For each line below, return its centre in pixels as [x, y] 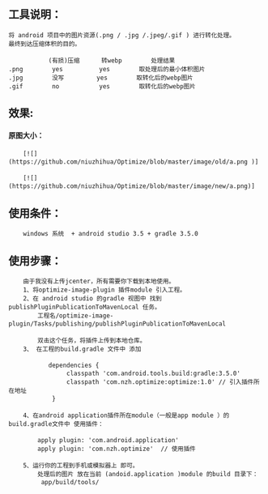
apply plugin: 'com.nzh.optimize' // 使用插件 [117, 449]
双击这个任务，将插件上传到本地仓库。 [92, 341]
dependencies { [74, 366]
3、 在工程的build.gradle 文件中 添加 [82, 349]
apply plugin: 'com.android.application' [108, 441]
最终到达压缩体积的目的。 [45, 44]
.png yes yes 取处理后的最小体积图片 [107, 69]
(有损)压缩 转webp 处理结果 [112, 60]
